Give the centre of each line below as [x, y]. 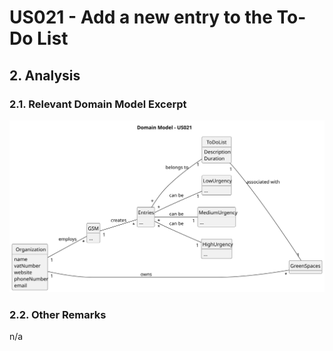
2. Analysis [45, 75]
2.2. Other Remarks [58, 314]
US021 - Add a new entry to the [141, 17]
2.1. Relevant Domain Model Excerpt [98, 104]
